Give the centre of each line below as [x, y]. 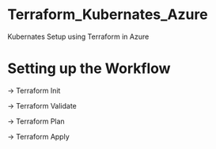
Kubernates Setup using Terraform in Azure [78, 36]
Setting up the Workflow [89, 69]
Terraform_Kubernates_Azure [108, 15]
